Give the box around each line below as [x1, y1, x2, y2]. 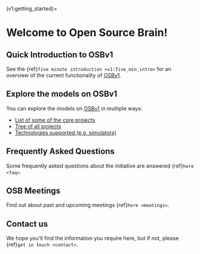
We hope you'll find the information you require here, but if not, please [6, 235, 179, 242]
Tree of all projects [14, 122, 61, 130]
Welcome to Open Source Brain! [6, 26, 168, 39]
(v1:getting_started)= [6, 5, 58, 12]
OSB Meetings [6, 186, 61, 196]
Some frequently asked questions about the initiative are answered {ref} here [6, 162, 194, 169]
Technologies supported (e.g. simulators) [14, 129, 116, 136]
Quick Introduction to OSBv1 [6, 49, 113, 60]
